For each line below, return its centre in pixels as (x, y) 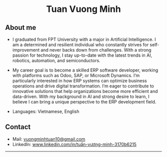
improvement (26, 50)
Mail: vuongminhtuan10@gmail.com (49, 139)
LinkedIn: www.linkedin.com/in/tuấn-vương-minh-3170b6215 (74, 144)
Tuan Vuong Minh (83, 9)
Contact (18, 127)
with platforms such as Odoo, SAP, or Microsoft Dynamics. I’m (76, 75)
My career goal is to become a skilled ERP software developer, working (85, 70)
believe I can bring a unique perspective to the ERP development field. (84, 102)
